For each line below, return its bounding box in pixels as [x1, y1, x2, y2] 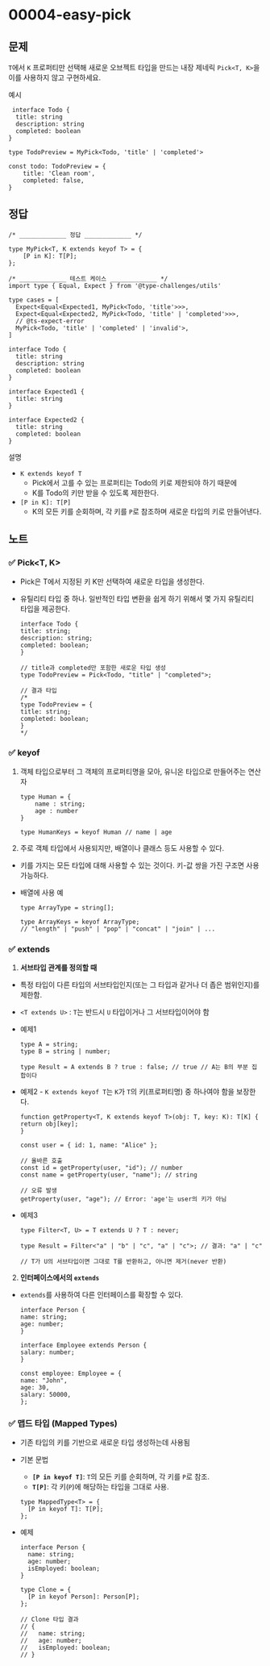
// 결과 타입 [19, 686, 58, 694]
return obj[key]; [19, 1120, 79, 1128]
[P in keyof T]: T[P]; [27, 1506, 104, 1514]
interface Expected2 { [8, 415, 85, 424]
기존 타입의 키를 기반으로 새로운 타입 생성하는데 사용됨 [19, 1438, 191, 1447]
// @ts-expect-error [15, 317, 85, 325]
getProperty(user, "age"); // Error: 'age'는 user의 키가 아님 [19, 1195, 227, 1203]
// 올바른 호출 [19, 1157, 63, 1165]
